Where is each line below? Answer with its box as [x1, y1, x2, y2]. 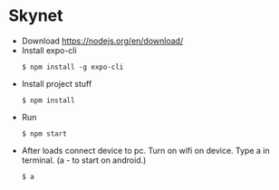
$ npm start [21, 128, 67, 138]
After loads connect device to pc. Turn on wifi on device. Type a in [21, 145, 270, 156]
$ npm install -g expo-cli [21, 62, 124, 71]
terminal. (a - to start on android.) [21, 155, 147, 166]
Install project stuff [21, 78, 92, 89]
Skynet [8, 5, 64, 26]
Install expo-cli [21, 44, 78, 55]
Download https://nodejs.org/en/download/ [21, 35, 184, 46]
